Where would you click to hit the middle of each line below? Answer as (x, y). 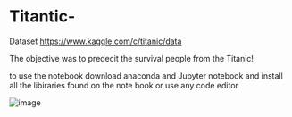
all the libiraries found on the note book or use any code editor (124, 85)
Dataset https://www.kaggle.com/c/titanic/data (96, 41)
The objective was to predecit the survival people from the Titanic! (132, 58)
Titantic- (42, 17)
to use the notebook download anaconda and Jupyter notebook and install (146, 75)
